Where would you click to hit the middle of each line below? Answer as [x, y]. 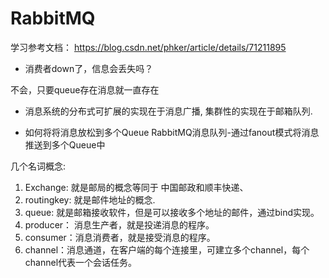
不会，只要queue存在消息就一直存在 [85, 89]
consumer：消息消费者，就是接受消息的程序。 [120, 237]
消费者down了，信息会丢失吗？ [89, 68]
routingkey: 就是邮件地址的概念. [90, 199]
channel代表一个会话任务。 [81, 262]
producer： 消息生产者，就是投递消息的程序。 [119, 224]
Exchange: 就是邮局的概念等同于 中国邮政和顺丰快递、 [136, 187]
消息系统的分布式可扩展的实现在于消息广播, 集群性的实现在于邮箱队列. [168, 111]
